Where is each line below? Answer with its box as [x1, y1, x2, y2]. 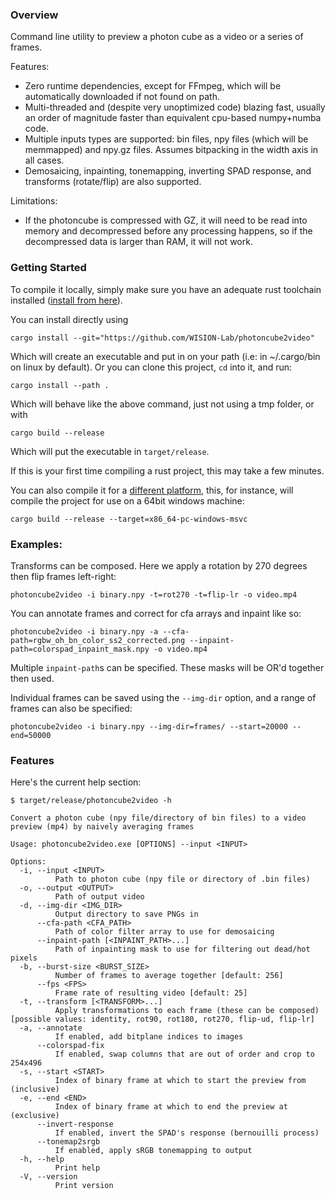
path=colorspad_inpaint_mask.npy [10, 644, 150, 654]
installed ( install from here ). [10, 294, 123, 306]
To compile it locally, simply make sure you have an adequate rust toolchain [10, 283, 322, 295]
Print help [54, 1163, 101, 1173]
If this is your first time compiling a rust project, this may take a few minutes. [10, 464, 325, 477]
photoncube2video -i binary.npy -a [10, 626, 159, 637]
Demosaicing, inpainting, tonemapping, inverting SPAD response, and [24, 165, 312, 177]
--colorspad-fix [36, 1041, 105, 1051]
